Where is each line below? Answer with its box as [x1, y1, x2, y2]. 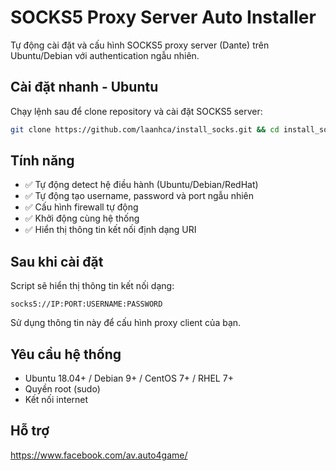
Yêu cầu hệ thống [10, 346, 122, 363]
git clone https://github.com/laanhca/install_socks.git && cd [10, 124, 280, 135]
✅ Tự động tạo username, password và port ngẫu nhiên [24, 190, 255, 202]
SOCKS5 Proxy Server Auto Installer [10, 6, 317, 29]
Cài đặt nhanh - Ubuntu [10, 79, 159, 96]
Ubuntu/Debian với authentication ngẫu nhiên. [10, 49, 200, 61]
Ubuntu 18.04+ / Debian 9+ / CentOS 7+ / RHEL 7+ [24, 372, 234, 385]
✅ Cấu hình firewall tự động [24, 201, 139, 213]
